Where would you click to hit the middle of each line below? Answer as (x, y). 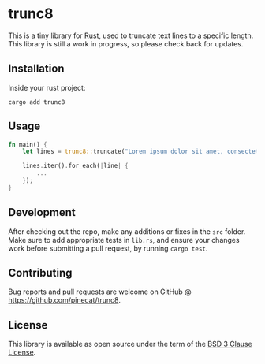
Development (42, 212)
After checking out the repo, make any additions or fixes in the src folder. (127, 231)
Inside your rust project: (47, 87)
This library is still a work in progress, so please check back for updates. (126, 43)
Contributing (40, 273)
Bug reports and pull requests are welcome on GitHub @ (100, 292)
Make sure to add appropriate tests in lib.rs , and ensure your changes (124, 240)
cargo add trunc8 (37, 102)
